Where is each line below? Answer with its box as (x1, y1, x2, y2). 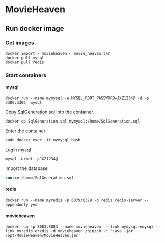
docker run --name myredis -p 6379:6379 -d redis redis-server (5, 198, 143, 203)
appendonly (5, 202, 29, 207)
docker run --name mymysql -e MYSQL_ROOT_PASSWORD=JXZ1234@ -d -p (5, 95, 149, 101)
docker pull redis (5, 60, 44, 65)
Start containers (5, 71, 47, 79)
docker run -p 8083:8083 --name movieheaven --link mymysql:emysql (5, 224, 154, 229)
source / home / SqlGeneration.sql (5, 175, 74, 180)
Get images (5, 39, 34, 46)
